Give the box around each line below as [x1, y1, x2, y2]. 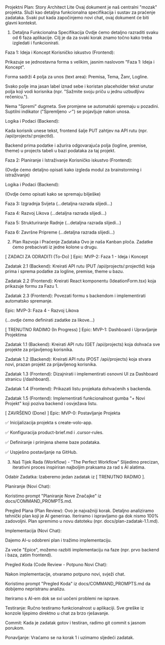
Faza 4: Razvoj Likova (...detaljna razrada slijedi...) [5, 210, 107, 216]
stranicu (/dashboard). [5, 376, 51, 382]
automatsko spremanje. [5, 298, 53, 304]
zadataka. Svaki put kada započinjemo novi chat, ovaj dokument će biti [5, 15, 149, 20]
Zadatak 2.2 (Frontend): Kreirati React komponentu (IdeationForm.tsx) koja [5, 278, 157, 284]
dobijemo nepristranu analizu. [5, 586, 66, 592]
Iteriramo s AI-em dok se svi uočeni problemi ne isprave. [5, 596, 120, 601]
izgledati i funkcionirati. [12, 40, 60, 46]
